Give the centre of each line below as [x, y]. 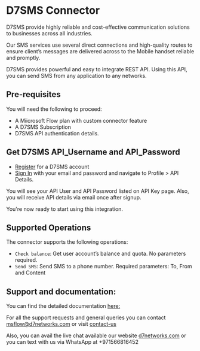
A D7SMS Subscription [43, 127]
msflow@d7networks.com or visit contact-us [61, 324]
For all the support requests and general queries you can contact [86, 317]
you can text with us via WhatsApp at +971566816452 [73, 342]
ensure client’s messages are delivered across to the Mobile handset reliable [100, 51]
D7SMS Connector [53, 10]
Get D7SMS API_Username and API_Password [93, 152]
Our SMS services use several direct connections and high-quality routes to [99, 45]
